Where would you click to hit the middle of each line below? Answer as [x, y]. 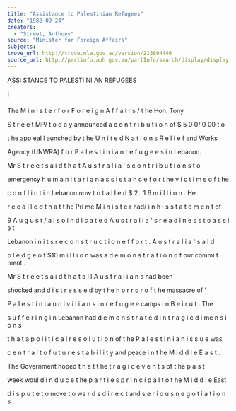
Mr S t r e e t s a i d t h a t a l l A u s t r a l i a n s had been [90, 276]
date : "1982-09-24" [36, 21]
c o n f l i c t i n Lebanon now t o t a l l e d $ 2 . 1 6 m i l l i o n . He [102, 192]
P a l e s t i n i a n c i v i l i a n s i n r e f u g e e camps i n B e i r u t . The [110, 303]
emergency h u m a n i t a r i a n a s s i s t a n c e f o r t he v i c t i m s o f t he [118, 179]
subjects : [22, 47]
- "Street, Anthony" [44, 34]
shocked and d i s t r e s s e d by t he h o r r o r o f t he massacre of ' [107, 290]
